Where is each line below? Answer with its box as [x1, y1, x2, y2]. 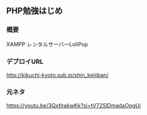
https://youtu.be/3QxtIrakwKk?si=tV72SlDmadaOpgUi [6, 102, 141, 110]
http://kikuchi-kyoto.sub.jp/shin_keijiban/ [6, 71, 109, 78]
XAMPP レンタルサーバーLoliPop [6, 40, 88, 47]
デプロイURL [6, 57, 44, 66]
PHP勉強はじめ [6, 5, 63, 16]
